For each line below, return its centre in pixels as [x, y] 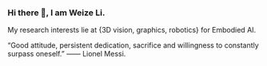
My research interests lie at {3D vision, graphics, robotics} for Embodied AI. [132, 30]
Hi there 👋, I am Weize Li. [56, 13]
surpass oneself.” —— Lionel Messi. [67, 54]
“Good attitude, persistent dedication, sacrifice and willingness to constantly [133, 45]
